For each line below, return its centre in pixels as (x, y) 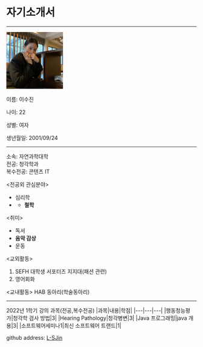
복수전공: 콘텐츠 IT (28, 171)
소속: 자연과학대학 (27, 156)
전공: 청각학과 (23, 164)
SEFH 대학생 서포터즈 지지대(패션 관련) (61, 271)
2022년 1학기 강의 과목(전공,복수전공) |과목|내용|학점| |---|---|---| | (86, 310)
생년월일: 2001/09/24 (32, 137)
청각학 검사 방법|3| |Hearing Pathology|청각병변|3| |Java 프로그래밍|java (100, 318)
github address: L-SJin (34, 337)
